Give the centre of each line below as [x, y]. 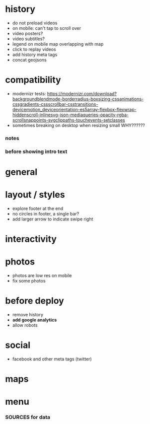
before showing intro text [36, 151]
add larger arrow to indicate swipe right [53, 219]
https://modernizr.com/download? [82, 93]
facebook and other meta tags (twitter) [52, 359]
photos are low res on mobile [42, 275]
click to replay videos [34, 49]
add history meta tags [35, 54]
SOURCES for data [28, 417]
